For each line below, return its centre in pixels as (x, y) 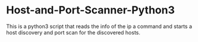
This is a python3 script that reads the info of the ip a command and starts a (99, 26)
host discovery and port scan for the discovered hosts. (73, 32)
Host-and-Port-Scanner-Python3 (91, 10)
